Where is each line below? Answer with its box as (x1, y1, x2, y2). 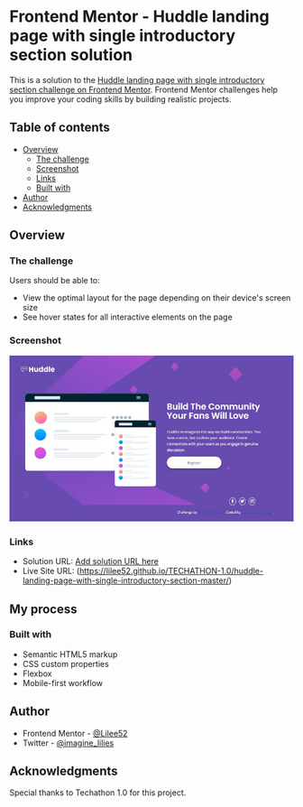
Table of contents (9, 120, 110, 135)
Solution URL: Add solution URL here (22, 556, 160, 567)
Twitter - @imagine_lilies (22, 737, 115, 748)
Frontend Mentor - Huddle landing (9, 6, 270, 27)
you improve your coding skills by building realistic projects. (9, 93, 232, 105)
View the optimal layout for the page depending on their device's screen (22, 292, 291, 303)
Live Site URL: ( (22, 566, 80, 577)
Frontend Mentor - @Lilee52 (22, 728, 128, 738)
